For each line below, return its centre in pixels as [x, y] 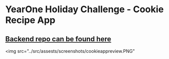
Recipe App [30, 20]
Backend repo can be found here [58, 39]
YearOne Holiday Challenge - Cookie [84, 9]
